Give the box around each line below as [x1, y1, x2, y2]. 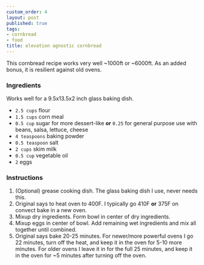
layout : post [6, 15, 39, 21]
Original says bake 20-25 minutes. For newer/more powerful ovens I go [15, 232, 194, 240]
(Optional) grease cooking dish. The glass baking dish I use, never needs [15, 187, 198, 194]
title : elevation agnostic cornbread [6, 43, 102, 49]
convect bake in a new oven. [15, 207, 87, 214]
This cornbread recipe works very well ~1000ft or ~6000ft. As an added [6, 59, 186, 67]
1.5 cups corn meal [15, 113, 64, 120]
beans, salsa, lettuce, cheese [15, 126, 89, 134]
